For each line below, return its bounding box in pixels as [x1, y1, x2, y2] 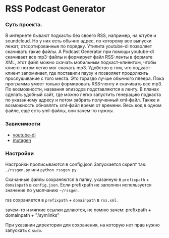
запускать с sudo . [5, 227, 42, 233]
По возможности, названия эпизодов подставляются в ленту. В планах [5, 86, 159, 92]
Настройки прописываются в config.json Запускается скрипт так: [5, 161, 147, 167]
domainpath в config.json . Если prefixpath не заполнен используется [5, 182, 152, 188]
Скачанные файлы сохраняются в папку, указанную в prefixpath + [5, 176, 150, 182]
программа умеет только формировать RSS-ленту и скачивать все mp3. [5, 81, 162, 87]
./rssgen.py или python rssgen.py [5, 167, 77, 173]
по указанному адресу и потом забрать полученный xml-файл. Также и [5, 97, 160, 103]
